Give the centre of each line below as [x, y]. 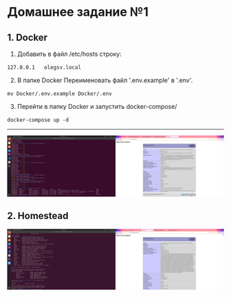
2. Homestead [38, 216]
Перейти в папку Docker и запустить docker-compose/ [97, 106]
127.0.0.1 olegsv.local [44, 68]
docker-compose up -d [38, 120]
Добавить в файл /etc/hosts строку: [69, 54]
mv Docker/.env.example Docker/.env [59, 94]
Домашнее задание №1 [78, 12]
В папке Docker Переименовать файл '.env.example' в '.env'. [105, 80]
